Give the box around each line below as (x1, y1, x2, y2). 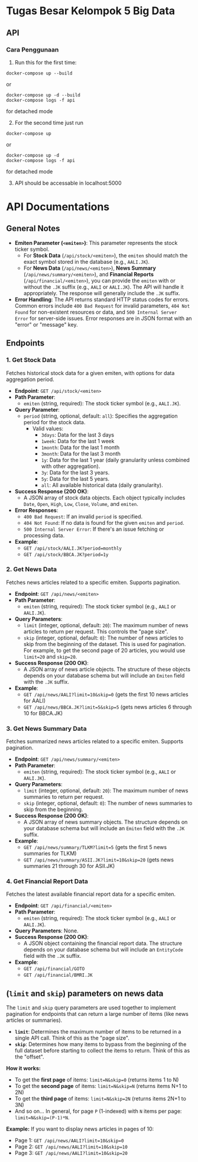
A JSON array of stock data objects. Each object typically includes (23, 494, 186, 501)
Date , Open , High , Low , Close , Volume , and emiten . (23, 500, 139, 507)
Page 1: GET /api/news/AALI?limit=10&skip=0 (14, 1137, 124, 1144)
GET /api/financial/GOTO (23, 966, 85, 972)
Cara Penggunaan (6, 46, 59, 54)
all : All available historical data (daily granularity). (41, 481, 164, 489)
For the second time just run (14, 119, 84, 126)
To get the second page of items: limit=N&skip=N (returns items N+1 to (14, 1083, 187, 1090)
